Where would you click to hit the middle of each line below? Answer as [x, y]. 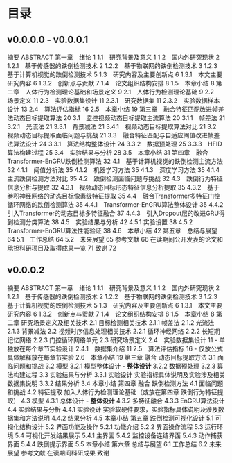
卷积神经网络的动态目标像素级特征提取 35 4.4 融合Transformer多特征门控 [114, 196]
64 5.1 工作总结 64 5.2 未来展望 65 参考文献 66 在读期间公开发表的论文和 [115, 239]
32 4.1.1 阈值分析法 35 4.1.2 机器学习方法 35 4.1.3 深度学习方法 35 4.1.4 [114, 170]
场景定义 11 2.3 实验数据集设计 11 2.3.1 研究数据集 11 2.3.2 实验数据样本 [114, 100]
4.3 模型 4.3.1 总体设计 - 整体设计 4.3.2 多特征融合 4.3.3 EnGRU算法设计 [123, 401]
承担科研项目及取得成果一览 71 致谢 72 [62, 248]
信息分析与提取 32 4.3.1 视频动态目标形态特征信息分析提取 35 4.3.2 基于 [114, 187]
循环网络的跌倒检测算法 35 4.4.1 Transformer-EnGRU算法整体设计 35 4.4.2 [115, 204]
